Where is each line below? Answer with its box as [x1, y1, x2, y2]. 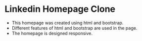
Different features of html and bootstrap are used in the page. [11, 25, 138, 31]
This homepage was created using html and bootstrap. [11, 20, 124, 26]
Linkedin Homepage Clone [4, 3, 116, 15]
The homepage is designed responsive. [11, 30, 93, 36]
